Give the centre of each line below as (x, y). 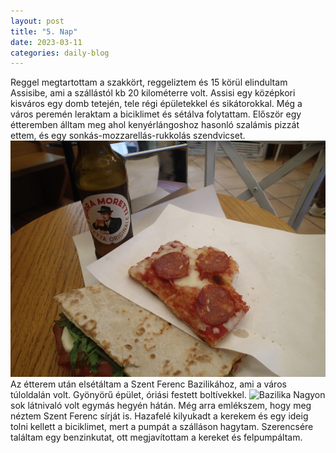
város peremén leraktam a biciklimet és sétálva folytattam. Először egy (156, 114)
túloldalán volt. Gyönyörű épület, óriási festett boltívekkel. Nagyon (168, 395)
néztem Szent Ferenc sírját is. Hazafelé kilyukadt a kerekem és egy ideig (159, 416)
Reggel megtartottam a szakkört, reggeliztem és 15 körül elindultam (149, 82)
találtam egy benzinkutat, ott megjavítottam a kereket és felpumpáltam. (156, 437)
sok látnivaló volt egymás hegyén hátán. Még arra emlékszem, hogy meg (161, 406)
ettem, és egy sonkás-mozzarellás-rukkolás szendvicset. (128, 136)
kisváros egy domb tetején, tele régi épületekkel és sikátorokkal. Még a (156, 104)
